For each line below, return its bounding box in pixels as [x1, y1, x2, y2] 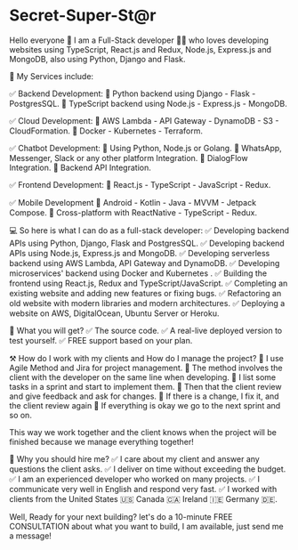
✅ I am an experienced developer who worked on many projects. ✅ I [9, 473, 261, 484]
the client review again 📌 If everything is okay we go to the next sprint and [9, 400, 281, 410]
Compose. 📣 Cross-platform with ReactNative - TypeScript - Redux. [9, 206, 258, 218]
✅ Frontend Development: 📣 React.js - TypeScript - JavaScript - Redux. [9, 179, 271, 190]
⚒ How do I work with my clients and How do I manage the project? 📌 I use [9, 352, 285, 363]
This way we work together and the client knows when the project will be [9, 426, 278, 437]
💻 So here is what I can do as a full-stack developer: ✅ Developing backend [9, 224, 290, 236]
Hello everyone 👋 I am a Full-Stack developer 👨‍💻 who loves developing [9, 35, 270, 45]
